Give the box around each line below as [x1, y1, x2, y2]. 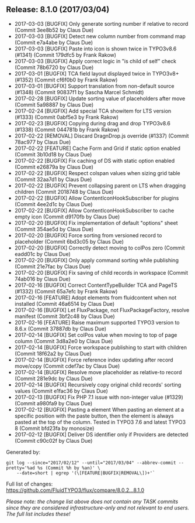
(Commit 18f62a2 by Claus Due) [14, 350, 92, 357]
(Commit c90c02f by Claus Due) [14, 437, 93, 444]
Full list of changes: [6, 480, 53, 487]
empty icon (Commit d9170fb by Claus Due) [14, 213, 120, 220]
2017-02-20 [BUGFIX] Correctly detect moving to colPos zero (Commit [14, 244, 185, 251]
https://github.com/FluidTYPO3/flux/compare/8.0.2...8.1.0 [6, 486, 145, 494]
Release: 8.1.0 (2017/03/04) [6, 5, 110, 15]
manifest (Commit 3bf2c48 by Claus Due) [14, 313, 115, 320]
